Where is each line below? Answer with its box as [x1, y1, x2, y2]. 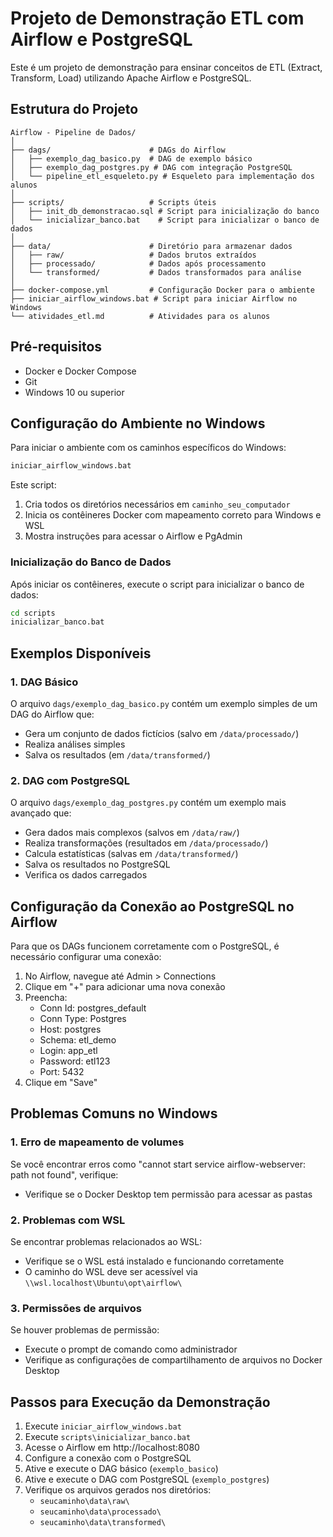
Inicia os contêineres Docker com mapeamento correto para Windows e [24, 509, 322, 521]
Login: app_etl [39, 1045, 98, 1057]
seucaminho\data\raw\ [39, 1497, 130, 1507]
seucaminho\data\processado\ [39, 1507, 162, 1517]
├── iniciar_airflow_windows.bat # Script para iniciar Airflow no [10, 293, 298, 304]
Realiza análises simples [24, 738, 126, 750]
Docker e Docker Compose [24, 365, 137, 377]
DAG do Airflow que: [10, 708, 95, 720]
